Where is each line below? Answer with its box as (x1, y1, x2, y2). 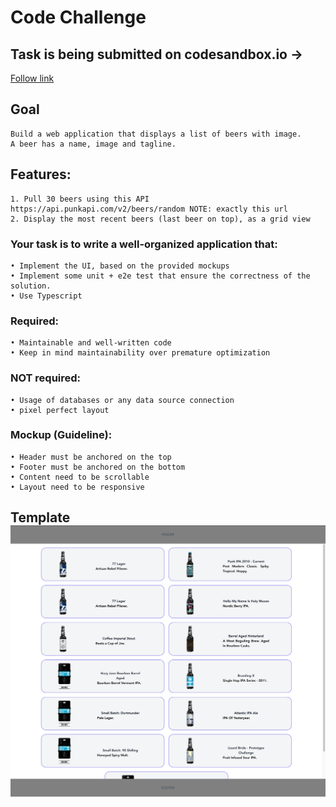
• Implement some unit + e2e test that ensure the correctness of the (10, 271, 311, 281)
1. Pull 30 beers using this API (10, 194, 150, 204)
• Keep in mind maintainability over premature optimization (10, 348, 271, 358)
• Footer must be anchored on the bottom (10, 462, 186, 472)
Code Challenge (10, 6, 147, 29)
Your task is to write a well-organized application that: (10, 237, 278, 251)
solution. (10, 281, 52, 291)
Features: (10, 166, 72, 183)
